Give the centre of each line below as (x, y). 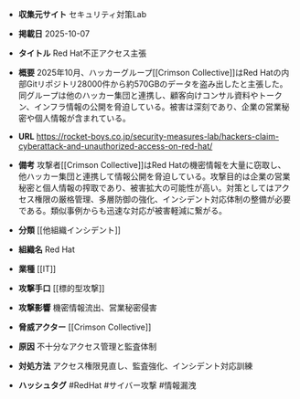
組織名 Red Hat (47, 249)
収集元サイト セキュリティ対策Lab (82, 14)
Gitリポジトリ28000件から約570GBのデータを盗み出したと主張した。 (157, 84)
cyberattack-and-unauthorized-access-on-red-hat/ (115, 146)
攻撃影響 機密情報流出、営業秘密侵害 (87, 308)
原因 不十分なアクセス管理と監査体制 (87, 346)
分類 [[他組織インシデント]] (70, 230)
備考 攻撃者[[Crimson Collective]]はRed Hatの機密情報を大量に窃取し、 (152, 165)
